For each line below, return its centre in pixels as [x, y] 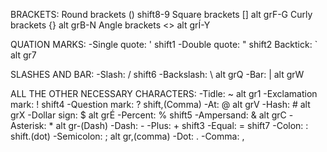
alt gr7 [23, 55]
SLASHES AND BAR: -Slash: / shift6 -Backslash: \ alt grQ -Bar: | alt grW [157, 74]
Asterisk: [28, 125]
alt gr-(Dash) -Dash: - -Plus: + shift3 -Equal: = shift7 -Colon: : [182, 125]
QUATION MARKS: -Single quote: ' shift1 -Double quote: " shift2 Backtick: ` [164, 44]
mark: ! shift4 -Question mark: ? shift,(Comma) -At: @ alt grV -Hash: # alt [160, 104]
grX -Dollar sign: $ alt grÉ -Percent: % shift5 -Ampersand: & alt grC [148, 115]
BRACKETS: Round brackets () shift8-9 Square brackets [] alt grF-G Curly [161, 14]
